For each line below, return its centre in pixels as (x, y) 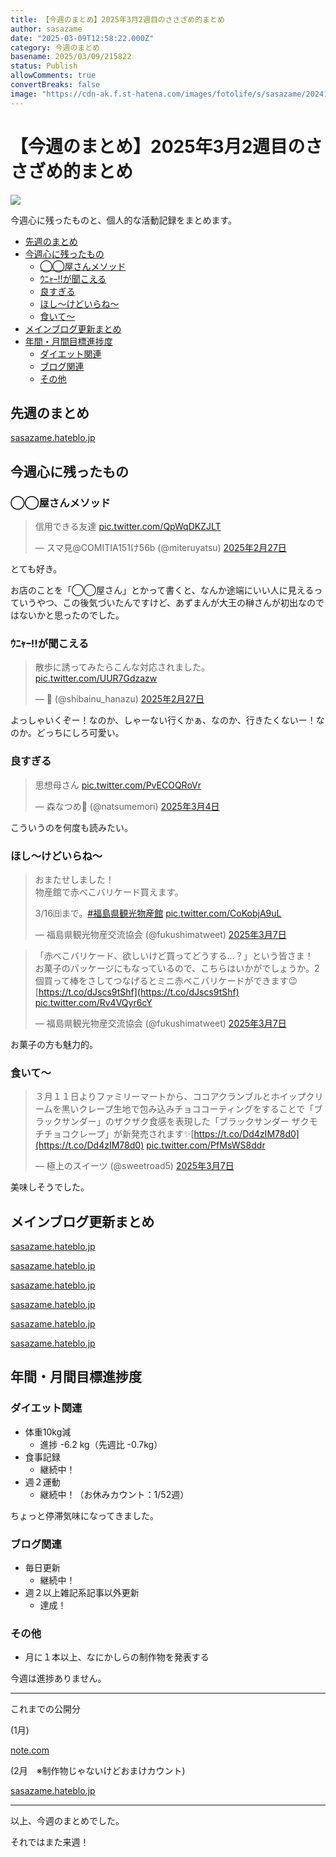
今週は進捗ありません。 (58, 1678)
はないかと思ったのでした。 (67, 615)
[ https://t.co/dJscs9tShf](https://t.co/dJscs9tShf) (137, 992)
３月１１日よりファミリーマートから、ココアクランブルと (153, 1097)
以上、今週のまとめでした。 (67, 1821)
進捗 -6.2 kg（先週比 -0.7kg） (101, 1444)
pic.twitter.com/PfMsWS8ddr (206, 1145)
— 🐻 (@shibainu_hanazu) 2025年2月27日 (119, 699)
